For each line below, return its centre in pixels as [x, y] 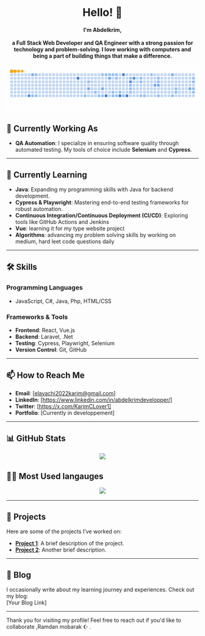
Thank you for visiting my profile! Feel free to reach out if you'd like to [94, 620]
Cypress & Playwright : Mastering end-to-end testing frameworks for [102, 202]
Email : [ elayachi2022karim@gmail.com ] [65, 393]
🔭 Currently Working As [52, 128]
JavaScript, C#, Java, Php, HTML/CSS [63, 301]
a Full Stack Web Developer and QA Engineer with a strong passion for [103, 43]
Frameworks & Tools [37, 316]
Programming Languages [45, 288]
